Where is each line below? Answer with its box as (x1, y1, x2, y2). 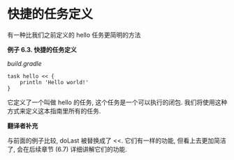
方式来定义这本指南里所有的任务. (7, 106, 101, 115)
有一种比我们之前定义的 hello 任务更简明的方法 (7, 31, 141, 39)
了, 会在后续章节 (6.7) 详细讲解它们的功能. (7, 145, 128, 153)
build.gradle (7, 59, 42, 67)
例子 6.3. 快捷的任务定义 (7, 45, 77, 54)
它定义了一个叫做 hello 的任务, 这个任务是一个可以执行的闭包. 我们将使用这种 (7, 98, 228, 106)
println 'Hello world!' (20, 79, 89, 86)
